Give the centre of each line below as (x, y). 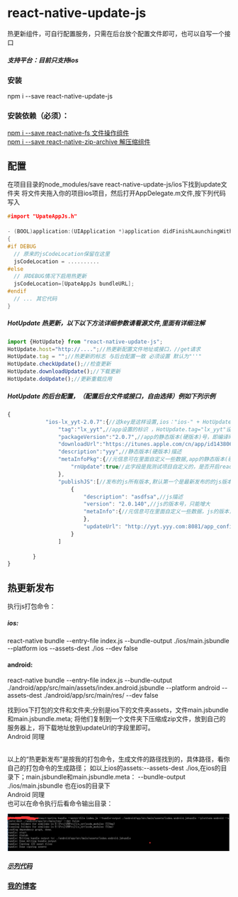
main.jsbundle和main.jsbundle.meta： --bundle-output (106, 777)
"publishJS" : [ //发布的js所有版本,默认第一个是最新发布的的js (140, 481)
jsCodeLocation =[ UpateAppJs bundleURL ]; (74, 284)
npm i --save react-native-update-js (60, 96)
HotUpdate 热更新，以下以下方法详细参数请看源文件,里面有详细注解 (106, 323)
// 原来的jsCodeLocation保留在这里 (62, 254)
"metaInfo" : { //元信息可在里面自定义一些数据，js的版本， (159, 512)
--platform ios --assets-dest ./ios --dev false (73, 648)
